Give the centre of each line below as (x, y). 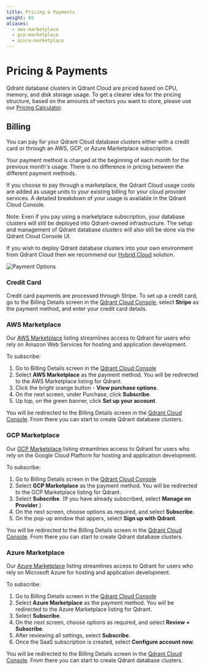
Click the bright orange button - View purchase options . (87, 388)
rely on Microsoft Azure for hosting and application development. (88, 572)
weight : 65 (20, 18)
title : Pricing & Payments (41, 12)
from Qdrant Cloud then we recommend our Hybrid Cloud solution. (91, 254)
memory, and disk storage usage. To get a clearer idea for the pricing (94, 94)
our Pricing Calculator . (35, 107)
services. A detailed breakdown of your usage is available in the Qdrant (96, 198)
